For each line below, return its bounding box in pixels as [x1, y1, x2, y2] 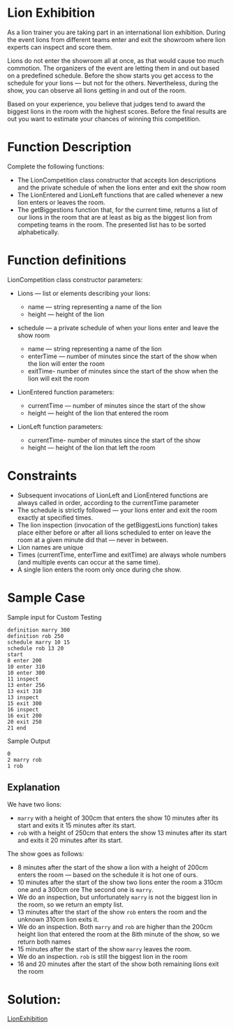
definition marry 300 [7, 626, 71, 634]
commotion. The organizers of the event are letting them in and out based [7, 64, 220, 72]
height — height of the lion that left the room [27, 443, 156, 452]
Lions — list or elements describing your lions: [17, 289, 151, 297]
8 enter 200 [7, 657, 42, 664]
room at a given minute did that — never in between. [17, 535, 169, 544]
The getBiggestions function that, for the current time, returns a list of [17, 205, 219, 214]
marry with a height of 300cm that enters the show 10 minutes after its [17, 814, 219, 822]
